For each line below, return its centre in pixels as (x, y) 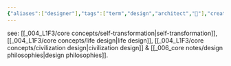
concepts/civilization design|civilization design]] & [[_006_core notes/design (115, 47)
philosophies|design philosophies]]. (58, 55)
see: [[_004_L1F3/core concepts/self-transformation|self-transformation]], (112, 33)
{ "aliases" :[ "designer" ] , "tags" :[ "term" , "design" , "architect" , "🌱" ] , (107, 13)
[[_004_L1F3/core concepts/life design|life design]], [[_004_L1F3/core (106, 40)
